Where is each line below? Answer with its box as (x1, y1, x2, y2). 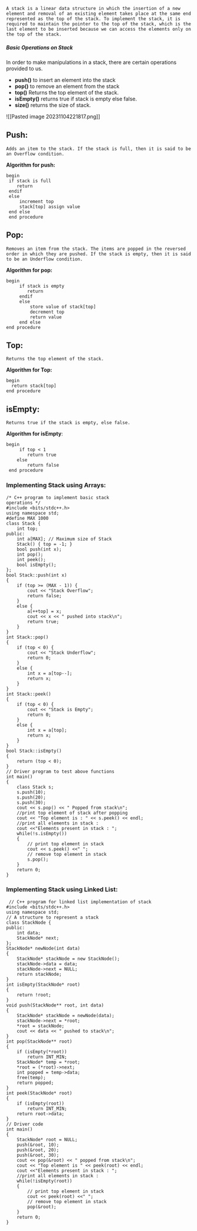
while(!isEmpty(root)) (17, 1178, 73, 1184)
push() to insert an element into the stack (14, 76, 116, 83)
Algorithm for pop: (6, 266, 52, 273)
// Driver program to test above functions (6, 768, 115, 774)
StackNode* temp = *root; (17, 1059, 81, 1065)
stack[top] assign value (19, 204, 81, 210)
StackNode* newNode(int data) (6, 945, 81, 951)
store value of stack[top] (29, 304, 96, 310)
